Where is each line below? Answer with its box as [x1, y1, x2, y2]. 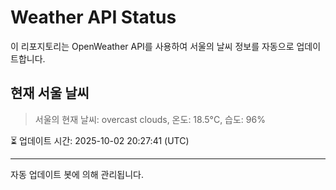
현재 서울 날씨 [10, 85, 90, 102]
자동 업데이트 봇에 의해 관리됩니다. [10, 168, 144, 180]
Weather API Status [10, 6, 177, 29]
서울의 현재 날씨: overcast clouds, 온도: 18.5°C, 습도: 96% [34, 113, 266, 125]
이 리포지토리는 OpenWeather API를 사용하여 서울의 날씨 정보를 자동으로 [10, 40, 295, 52]
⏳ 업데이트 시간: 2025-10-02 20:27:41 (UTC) [10, 134, 190, 146]
